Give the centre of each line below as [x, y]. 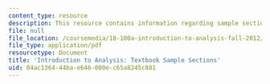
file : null [27, 30]
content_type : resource [48, 16]
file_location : [34, 38]
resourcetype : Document [48, 53]
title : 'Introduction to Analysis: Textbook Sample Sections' [115, 61]
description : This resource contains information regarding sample [124, 23]
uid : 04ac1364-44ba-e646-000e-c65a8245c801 [82, 68]
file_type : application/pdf [55, 46]
